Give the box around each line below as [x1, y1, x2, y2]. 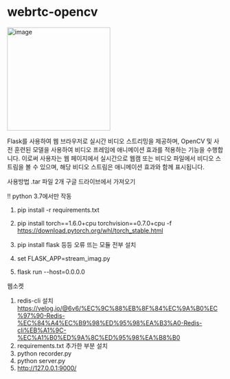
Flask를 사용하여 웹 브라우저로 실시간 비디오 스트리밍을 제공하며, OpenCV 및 [7, 137, 213, 145]
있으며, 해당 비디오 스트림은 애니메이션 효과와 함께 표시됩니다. [40, 162, 205, 171]
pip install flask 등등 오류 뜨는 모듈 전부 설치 [16, 240, 137, 248]
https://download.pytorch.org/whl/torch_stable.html [16, 226, 163, 235]
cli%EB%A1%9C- [16, 326, 67, 334]
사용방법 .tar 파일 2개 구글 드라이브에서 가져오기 [7, 177, 136, 186]
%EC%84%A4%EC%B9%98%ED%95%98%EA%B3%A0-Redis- [16, 318, 203, 327]
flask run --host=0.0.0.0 [16, 268, 86, 276]
